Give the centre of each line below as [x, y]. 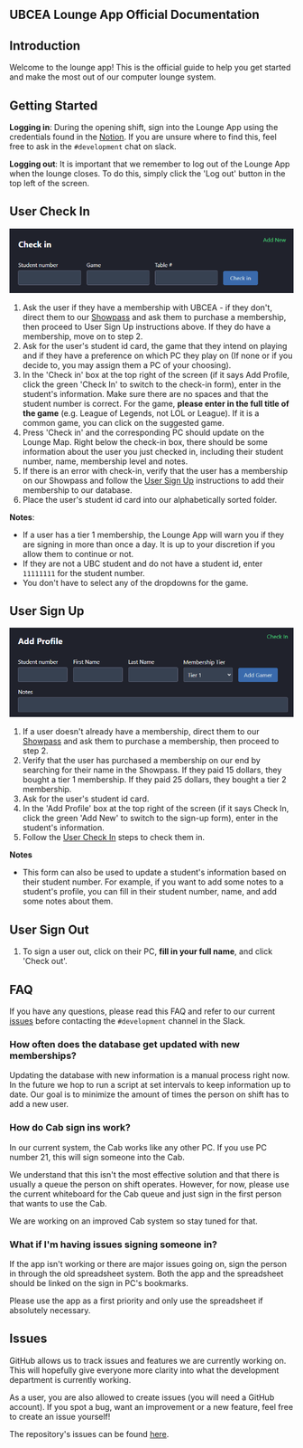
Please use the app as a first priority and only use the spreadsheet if [136, 1301]
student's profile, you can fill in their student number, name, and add [150, 892]
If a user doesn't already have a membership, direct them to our [141, 732]
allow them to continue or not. [78, 554]
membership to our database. [77, 490]
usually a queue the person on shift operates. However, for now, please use [150, 1184]
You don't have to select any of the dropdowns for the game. [135, 582]
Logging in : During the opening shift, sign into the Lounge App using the [144, 128]
